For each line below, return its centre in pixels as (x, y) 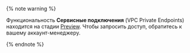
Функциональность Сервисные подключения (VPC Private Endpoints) (95, 20)
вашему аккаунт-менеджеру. (43, 33)
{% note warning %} (31, 9)
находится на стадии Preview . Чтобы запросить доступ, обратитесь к (94, 26)
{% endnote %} (25, 44)
